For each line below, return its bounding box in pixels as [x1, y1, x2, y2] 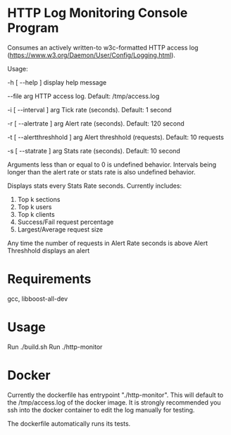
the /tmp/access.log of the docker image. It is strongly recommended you [7, 398, 221, 407]
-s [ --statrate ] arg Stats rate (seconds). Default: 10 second [7, 146, 181, 155]
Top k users [17, 203, 52, 211]
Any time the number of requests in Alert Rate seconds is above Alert [7, 239, 208, 247]
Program [7, 20, 59, 36]
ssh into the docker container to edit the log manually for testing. [7, 405, 195, 414]
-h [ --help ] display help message [7, 78, 107, 86]
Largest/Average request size [17, 225, 104, 234]
